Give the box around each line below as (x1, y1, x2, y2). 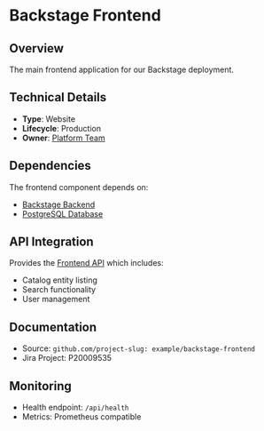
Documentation (9, 319, 97, 334)
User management (21, 294, 90, 305)
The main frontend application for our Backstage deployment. (9, 64, 235, 75)
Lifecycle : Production (21, 123, 102, 133)
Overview (9, 41, 65, 56)
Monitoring (9, 379, 73, 394)
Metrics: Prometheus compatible (21, 411, 142, 422)
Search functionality (21, 284, 96, 295)
